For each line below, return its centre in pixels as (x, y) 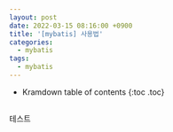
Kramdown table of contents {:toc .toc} (93, 92)
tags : (19, 58)
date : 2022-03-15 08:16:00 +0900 (71, 26)
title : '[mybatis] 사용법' (56, 34)
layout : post (33, 17)
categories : (31, 42)
